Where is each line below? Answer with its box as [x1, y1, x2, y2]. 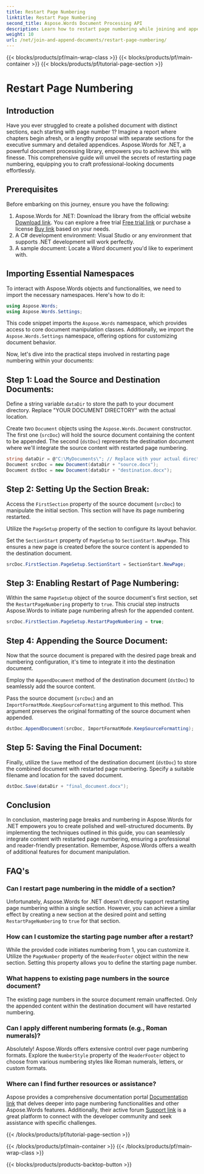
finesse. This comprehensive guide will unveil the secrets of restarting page [6, 154, 196, 161]
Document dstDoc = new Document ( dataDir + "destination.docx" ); [6, 467, 172, 473]
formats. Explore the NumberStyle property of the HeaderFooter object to [6, 1051, 185, 1059]
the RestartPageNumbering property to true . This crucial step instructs [6, 600, 180, 608]
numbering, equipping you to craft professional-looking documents [6, 160, 174, 168]
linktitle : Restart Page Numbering [6, 15, 97, 21]
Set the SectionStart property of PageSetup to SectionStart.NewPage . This [6, 537, 190, 544]
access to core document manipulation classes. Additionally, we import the [6, 326, 194, 333]
